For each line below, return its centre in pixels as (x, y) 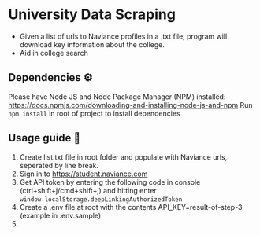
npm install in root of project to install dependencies (94, 113)
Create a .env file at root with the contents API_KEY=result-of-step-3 (131, 207)
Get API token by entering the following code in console (110, 182)
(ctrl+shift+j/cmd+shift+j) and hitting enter (88, 190)
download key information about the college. (92, 44)
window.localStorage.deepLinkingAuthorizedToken (101, 199)
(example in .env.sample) (60, 215)
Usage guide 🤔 (45, 138)
